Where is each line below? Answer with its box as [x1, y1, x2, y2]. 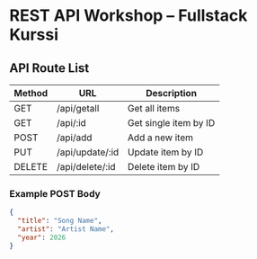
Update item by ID [127, 146, 204, 158]
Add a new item [127, 131, 193, 144]
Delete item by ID [127, 161, 200, 173]
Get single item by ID [127, 117, 216, 129]
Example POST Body [9, 187, 101, 200]
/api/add [57, 131, 93, 144]
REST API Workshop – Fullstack [9, 5, 248, 26]
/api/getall [57, 103, 100, 114]
